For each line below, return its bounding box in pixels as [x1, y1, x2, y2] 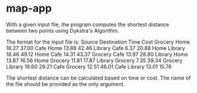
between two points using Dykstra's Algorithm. [6, 27, 120, 34]
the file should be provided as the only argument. [6, 80, 125, 87]
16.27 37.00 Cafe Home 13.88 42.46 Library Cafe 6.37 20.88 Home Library [6, 44, 186, 51]
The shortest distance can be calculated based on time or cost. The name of [6, 74, 191, 81]
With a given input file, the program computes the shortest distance [6, 21, 169, 28]
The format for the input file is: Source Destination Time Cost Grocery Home [6, 38, 190, 45]
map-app [6, 2, 52, 15]
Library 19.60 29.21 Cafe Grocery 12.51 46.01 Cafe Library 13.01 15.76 [6, 63, 172, 70]
